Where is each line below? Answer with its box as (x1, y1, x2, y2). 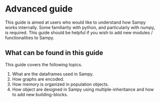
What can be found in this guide (5, 49, 103, 57)
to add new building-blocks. (12, 91, 68, 97)
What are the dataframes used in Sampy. (12, 71, 94, 77)
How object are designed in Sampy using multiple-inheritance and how (12, 86, 154, 92)
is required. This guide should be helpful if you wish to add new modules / (5, 29, 153, 35)
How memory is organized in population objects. (12, 81, 109, 87)
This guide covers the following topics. (5, 61, 82, 67)
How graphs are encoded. (12, 76, 64, 82)
